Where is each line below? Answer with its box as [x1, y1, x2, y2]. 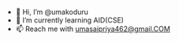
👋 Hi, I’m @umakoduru [15, 8, 89, 16]
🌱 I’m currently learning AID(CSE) [15, 15, 125, 25]
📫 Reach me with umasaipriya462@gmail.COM [15, 24, 171, 33]
